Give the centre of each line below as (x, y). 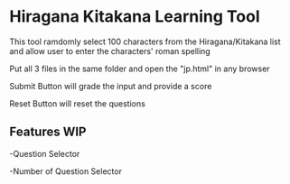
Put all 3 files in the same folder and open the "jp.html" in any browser (140, 69)
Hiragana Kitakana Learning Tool (135, 17)
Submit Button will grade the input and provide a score (111, 86)
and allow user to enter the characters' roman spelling (110, 51)
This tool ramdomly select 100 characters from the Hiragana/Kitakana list (145, 41)
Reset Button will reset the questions (78, 103)
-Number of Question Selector (65, 171)
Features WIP (48, 132)
